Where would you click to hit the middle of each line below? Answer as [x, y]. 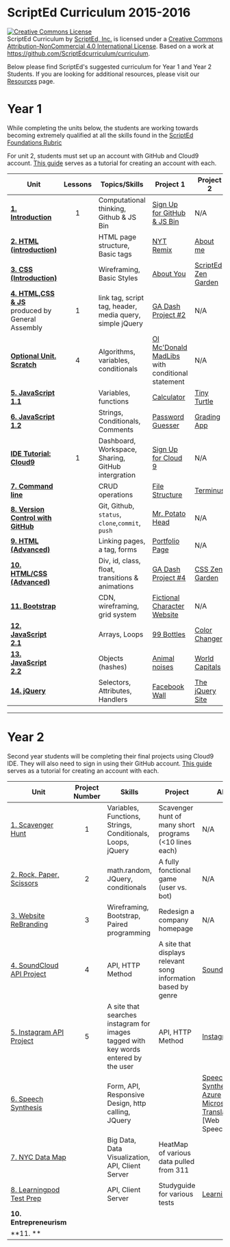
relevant [171, 961]
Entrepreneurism [39, 1222]
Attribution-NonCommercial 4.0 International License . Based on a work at [111, 46]
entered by [125, 1058]
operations [116, 495]
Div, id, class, [119, 560]
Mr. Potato [169, 513]
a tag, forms [118, 550]
